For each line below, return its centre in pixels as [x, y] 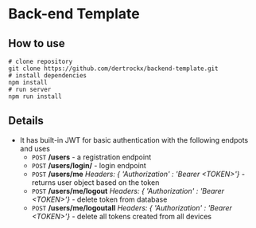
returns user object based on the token [95, 182]
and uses [35, 148]
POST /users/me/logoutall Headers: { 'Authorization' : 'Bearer [132, 207]
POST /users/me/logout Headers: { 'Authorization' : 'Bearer [128, 191]
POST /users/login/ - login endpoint [89, 165]
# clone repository [41, 61]
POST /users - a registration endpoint [91, 157]
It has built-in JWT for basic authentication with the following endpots [134, 140]
